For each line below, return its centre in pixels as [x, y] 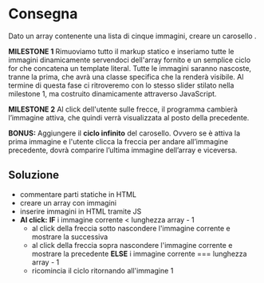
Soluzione [34, 175]
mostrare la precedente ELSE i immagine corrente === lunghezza [139, 254]
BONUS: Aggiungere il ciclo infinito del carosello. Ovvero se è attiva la [124, 133]
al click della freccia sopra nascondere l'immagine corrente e [132, 245]
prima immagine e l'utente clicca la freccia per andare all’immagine [118, 141]
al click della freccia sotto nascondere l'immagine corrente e [131, 228]
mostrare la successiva [70, 237]
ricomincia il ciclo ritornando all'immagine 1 [102, 270]
